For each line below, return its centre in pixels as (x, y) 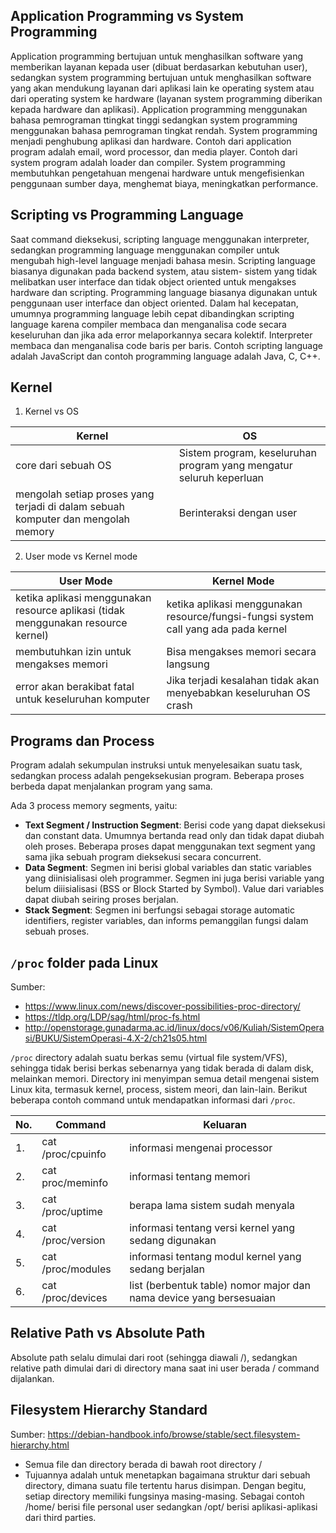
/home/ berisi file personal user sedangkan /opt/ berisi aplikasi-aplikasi (171, 1506)
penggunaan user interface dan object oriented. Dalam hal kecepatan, (154, 303)
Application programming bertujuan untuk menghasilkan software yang (157, 56)
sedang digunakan (173, 1241)
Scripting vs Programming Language (127, 215)
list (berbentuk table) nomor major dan (220, 1286)
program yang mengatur (235, 466)
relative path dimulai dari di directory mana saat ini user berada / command (165, 1368)
